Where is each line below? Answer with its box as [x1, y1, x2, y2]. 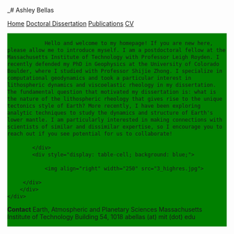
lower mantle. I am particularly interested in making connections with [7, 116, 223, 123]
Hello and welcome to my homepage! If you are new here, [44, 40, 214, 47]
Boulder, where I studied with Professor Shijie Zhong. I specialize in [7, 68, 223, 75]
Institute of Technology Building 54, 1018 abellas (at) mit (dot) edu [7, 212, 196, 221]
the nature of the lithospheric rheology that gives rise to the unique [7, 95, 223, 102]
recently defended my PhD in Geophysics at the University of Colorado [7, 61, 219, 68]
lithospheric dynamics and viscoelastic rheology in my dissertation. [7, 81, 217, 88]
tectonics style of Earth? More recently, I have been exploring [7, 102, 201, 109]
